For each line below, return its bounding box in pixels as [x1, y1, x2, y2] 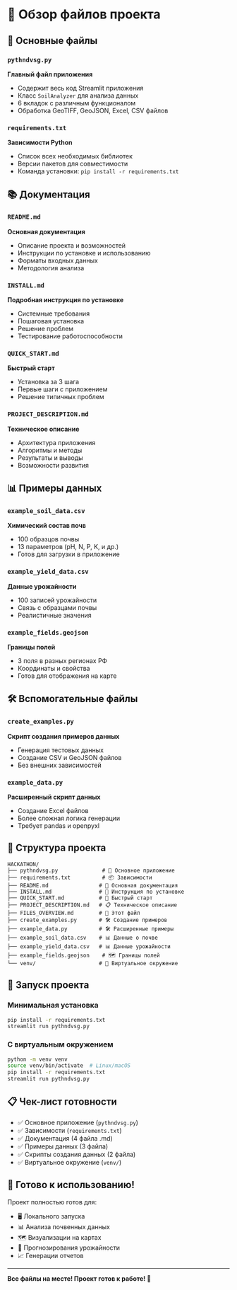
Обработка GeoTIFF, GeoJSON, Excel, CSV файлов [17, 106, 169, 115]
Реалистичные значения [17, 611, 92, 619]
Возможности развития [17, 461, 90, 469]
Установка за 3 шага [17, 378, 80, 386]
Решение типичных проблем [17, 393, 104, 401]
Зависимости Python [7, 138, 73, 147]
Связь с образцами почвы [17, 603, 97, 611]
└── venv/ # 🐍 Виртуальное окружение [7, 960, 178, 967]
